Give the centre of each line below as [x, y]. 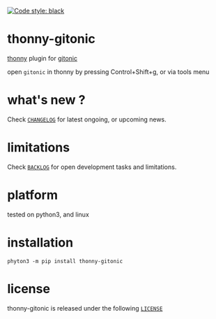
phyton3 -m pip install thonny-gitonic [65, 261]
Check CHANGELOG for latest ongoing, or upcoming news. [87, 119]
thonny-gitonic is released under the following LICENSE [85, 308]
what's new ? [46, 100]
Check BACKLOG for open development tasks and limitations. [92, 167]
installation [40, 243]
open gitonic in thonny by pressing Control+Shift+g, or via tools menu [108, 72]
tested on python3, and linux [48, 214]
